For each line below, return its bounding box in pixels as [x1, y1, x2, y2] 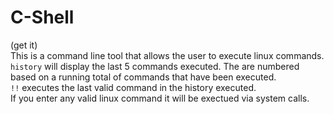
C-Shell [10, 6, 75, 29]
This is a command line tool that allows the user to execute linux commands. [10, 49, 325, 61]
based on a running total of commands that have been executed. [10, 71, 277, 83]
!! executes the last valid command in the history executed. [10, 81, 257, 93]
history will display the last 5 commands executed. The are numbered [10, 60, 300, 72]
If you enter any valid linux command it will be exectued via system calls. [10, 92, 310, 104]
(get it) [10, 39, 38, 51]
